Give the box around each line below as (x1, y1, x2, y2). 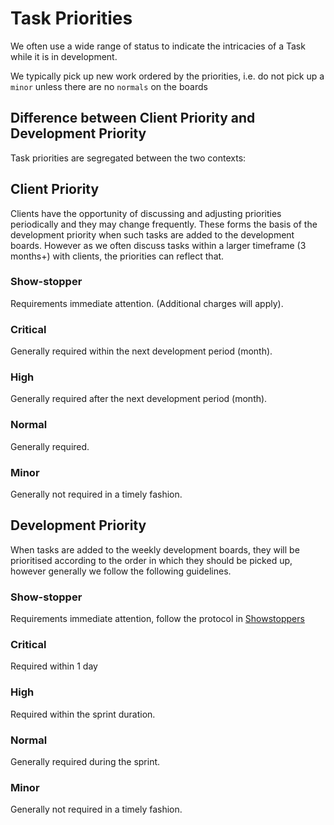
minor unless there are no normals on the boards (10, 80, 208, 92)
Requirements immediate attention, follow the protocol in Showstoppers (10, 613, 305, 625)
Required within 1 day (10, 660, 98, 672)
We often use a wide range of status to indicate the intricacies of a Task (10, 40, 306, 52)
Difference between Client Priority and (10, 110, 256, 127)
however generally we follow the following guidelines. (10, 565, 232, 577)
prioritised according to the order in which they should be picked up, (10, 554, 293, 566)
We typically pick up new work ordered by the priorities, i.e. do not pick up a (10, 70, 325, 82)
